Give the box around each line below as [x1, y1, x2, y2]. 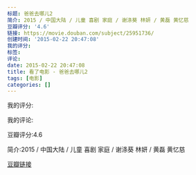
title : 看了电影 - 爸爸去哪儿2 [7, 68, 88, 75]
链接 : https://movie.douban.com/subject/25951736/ [7, 29, 154, 37]
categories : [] [7, 81, 51, 88]
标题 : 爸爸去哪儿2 [7, 10, 53, 17]
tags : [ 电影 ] [7, 74, 43, 82]
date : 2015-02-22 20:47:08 [7, 62, 85, 69]
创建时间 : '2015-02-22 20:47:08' [7, 36, 100, 43]
